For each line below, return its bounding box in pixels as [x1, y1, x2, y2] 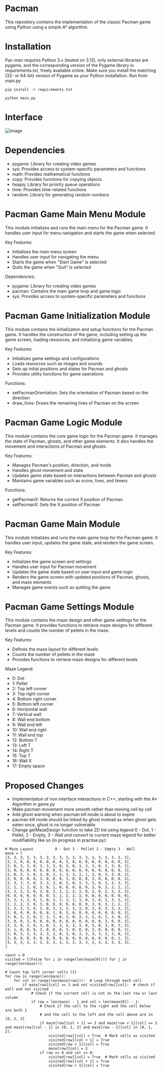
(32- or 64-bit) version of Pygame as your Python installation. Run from [5, 72, 148, 78]
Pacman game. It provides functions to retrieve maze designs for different [5, 622, 153, 628]
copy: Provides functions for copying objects [12, 176, 102, 182]
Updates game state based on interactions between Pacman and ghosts [12, 472, 157, 478]
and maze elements [12, 579, 52, 585]
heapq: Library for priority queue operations [12, 181, 100, 187]
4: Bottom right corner [12, 696, 57, 702]
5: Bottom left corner [12, 701, 54, 707]
